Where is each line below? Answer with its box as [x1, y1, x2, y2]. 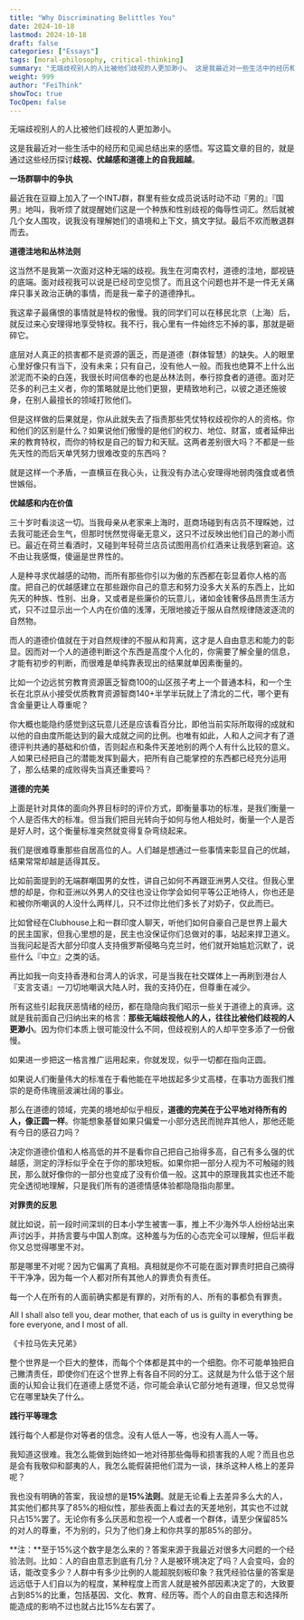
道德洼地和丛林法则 [9, 246, 81, 257]
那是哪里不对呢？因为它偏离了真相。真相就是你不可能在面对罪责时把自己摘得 [9, 1261, 295, 1272]
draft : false [9, 38, 59, 48]
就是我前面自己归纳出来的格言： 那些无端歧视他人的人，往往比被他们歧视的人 [9, 1012, 295, 1023]
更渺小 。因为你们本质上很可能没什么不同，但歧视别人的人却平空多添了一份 [9, 1024, 287, 1035]
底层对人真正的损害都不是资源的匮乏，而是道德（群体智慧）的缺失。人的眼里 [9, 349, 295, 360]
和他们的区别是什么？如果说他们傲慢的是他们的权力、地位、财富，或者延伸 [9, 425, 287, 436]
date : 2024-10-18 [9, 22, 75, 31]
